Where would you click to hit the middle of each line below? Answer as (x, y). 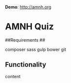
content (13, 76)
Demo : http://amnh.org (28, 7)
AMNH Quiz (29, 27)
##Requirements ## (25, 40)
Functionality (26, 65)
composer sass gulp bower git (35, 49)
